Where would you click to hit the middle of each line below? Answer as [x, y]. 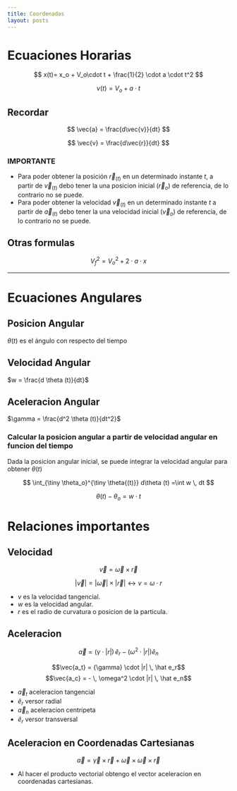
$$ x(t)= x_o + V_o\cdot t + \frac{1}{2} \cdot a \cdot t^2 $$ [119, 75]
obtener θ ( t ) [25, 469]
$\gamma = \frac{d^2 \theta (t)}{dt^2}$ [64, 419]
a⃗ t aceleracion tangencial [56, 693]
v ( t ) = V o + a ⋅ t [119, 89]
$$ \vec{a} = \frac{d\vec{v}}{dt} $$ [119, 129]
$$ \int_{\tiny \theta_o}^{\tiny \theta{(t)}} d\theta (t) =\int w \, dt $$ [119, 482]
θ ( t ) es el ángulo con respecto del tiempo [67, 341]
